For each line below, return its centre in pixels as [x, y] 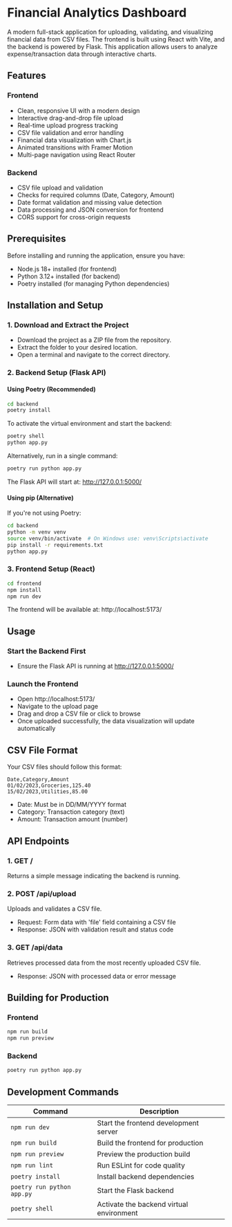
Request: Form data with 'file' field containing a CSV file [96, 922]
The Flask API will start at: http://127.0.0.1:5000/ [75, 482]
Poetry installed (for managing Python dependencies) [93, 283]
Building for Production [58, 998]
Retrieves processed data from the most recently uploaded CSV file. [104, 963]
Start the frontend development [148, 1123]
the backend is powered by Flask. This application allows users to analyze [113, 46]
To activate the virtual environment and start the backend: [89, 424]
